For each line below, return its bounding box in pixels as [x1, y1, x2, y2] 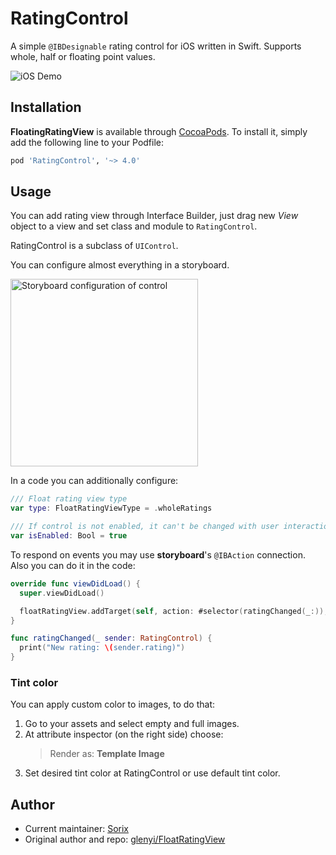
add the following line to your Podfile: [10, 136, 165, 148]
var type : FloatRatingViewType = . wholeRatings [10, 503, 213, 514]
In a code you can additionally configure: [10, 475, 179, 487]
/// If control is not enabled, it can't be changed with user [10, 522, 280, 532]
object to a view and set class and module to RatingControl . [10, 220, 258, 232]
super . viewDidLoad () [19, 588, 105, 598]
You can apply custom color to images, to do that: [10, 698, 216, 711]
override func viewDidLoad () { [10, 578, 141, 589]
